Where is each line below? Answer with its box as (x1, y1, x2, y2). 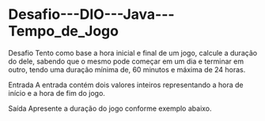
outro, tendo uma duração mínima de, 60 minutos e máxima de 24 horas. (8, 64, 246, 74)
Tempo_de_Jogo (8, 22, 119, 40)
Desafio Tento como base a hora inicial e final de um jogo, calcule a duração (8, 48, 258, 57)
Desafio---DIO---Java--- (8, 5, 176, 24)
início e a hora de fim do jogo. (8, 88, 105, 97)
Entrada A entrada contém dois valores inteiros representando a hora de (8, 80, 244, 90)
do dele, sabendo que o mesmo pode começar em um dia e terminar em (8, 57, 244, 66)
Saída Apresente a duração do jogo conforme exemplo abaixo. (8, 104, 212, 113)
